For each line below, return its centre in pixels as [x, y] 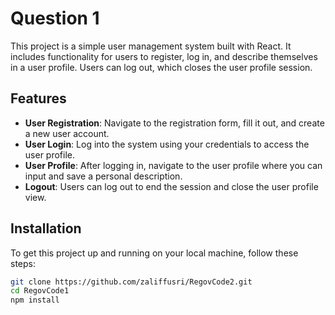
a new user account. [67, 133]
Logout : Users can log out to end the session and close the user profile [171, 186]
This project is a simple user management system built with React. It [151, 46]
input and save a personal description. [103, 176]
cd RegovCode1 [40, 291]
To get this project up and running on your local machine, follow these [154, 253]
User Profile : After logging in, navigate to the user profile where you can [173, 165]
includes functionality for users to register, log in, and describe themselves [164, 56]
